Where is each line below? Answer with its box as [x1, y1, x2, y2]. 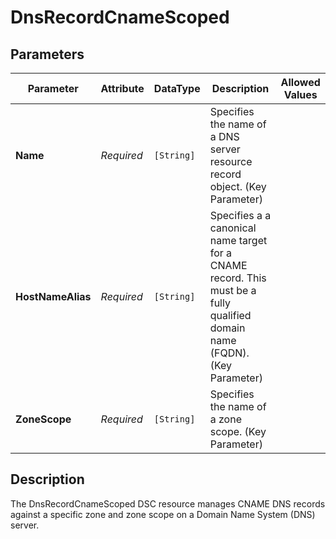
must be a [209, 284, 257, 297]
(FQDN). [209, 346, 250, 360]
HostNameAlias [15, 290, 92, 303]
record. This [209, 271, 267, 285]
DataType [153, 82, 201, 95]
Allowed [280, 76, 321, 89]
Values [283, 88, 318, 101]
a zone [209, 412, 242, 426]
